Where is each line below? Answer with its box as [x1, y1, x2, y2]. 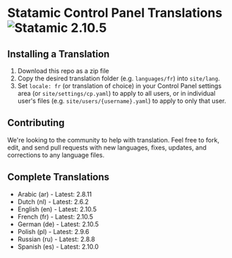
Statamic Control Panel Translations [7, 5, 223, 21]
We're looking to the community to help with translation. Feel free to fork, [7, 135, 220, 144]
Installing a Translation [7, 48, 110, 60]
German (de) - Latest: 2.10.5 [17, 220, 99, 228]
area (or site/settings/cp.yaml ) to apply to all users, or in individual [17, 90, 216, 97]
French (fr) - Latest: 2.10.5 [17, 212, 94, 221]
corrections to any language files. [7, 150, 105, 159]
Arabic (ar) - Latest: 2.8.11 [17, 190, 92, 198]
